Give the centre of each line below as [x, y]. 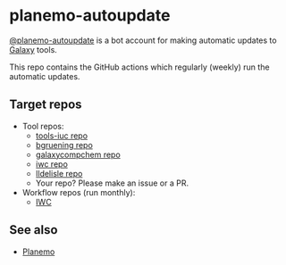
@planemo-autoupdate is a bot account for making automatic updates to [143, 40]
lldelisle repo [59, 173]
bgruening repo [64, 145]
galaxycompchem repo [78, 154]
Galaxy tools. [34, 49]
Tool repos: [43, 126]
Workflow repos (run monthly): [79, 192]
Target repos [46, 105]
